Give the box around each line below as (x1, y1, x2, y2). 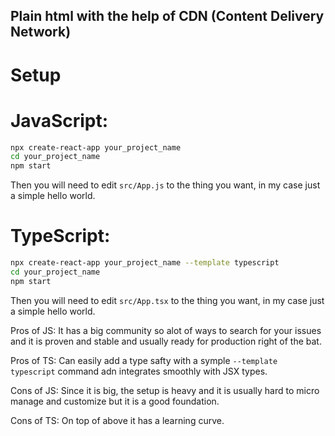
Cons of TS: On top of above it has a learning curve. (10, 414, 225, 426)
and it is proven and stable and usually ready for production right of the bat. (10, 335, 322, 347)
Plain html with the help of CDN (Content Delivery (10, 8, 325, 25)
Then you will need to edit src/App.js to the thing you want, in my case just (10, 179, 321, 191)
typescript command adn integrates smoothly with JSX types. (10, 365, 268, 377)
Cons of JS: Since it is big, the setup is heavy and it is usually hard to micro (10, 384, 320, 396)
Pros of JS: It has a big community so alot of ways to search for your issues (10, 324, 322, 336)
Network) (10, 24, 72, 41)
